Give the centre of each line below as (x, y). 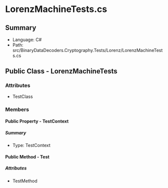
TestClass (23, 96)
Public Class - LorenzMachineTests (61, 71)
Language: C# (27, 39)
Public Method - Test (27, 156)
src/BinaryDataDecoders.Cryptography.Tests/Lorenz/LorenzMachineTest (87, 50)
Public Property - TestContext (37, 121)
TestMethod (25, 180)
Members (17, 109)
